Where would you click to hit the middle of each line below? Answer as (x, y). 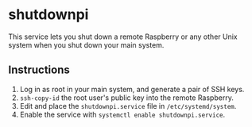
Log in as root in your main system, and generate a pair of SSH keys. (132, 89)
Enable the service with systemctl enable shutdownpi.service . (122, 114)
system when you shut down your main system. (86, 44)
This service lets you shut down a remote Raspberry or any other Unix (123, 37)
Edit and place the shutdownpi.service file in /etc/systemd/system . (128, 106)
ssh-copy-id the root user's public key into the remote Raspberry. (127, 98)
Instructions (39, 70)
